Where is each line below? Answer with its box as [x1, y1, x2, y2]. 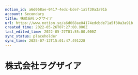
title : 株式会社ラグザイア [5, 16, 53, 21]
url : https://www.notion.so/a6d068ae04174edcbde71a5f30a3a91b [5, 20, 133, 25]
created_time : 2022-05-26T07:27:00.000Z [5, 25, 88, 30]
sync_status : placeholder [5, 34, 57, 39]
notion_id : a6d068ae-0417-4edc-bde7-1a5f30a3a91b [5, 7, 107, 12]
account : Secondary [5, 12, 45, 16]
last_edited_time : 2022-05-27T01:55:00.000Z [5, 29, 96, 34]
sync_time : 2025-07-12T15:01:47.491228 [5, 38, 86, 43]
